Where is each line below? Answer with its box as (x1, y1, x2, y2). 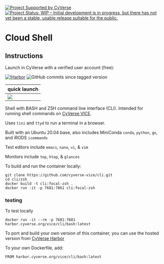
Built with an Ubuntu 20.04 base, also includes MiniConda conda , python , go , (5, 130, 158, 135)
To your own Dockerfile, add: (5, 245, 64, 251)
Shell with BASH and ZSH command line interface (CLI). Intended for (5, 105, 143, 111)
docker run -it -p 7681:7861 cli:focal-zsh (5, 186, 95, 191)
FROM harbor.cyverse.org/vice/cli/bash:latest (5, 255, 102, 260)
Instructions (5, 51, 43, 60)
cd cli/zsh (5, 177, 27, 182)
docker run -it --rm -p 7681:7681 (5, 217, 76, 222)
